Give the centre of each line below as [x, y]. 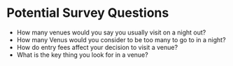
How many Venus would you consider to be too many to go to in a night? [121, 39]
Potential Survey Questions [88, 13]
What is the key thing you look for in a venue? [82, 55]
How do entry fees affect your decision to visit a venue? [97, 47]
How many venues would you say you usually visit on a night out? [111, 32]
